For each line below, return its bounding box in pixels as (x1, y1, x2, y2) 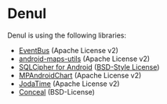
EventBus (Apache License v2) (18, 45, 119, 55)
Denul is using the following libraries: (7, 30, 127, 40)
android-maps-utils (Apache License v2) (18, 54, 151, 63)
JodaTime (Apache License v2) (18, 79, 120, 88)
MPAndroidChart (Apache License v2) (18, 70, 142, 80)
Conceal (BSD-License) (18, 87, 96, 96)
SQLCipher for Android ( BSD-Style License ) (18, 62, 160, 71)
